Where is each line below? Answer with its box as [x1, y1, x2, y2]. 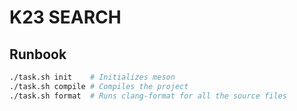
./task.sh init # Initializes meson [9, 72, 176, 82]
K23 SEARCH [9, 6, 122, 29]
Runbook [9, 46, 67, 63]
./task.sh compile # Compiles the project [9, 81, 189, 91]
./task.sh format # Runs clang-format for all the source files [9, 91, 287, 101]
